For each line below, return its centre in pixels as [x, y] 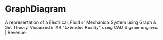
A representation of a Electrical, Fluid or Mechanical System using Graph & [81, 22]
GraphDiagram [36, 9]
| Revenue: [16, 32]
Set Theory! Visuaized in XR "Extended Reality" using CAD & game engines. [82, 27]
